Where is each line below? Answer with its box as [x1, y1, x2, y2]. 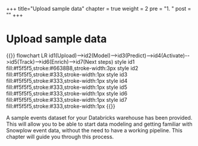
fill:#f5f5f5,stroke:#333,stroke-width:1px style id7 [6, 96, 127, 103]
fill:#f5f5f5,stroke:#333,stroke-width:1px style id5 [6, 83, 128, 91]
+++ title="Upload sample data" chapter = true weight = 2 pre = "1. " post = [6, 5, 191, 12]
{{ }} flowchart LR [6, 52, 48, 59]
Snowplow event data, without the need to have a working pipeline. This [6, 126, 183, 133]
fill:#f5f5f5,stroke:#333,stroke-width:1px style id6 [6, 89, 128, 97]
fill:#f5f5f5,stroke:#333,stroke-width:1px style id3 [6, 71, 128, 78]
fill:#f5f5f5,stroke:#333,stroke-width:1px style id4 [6, 77, 128, 84]
